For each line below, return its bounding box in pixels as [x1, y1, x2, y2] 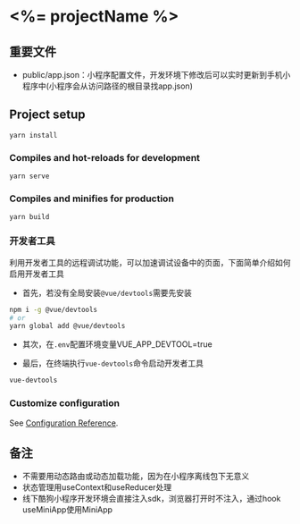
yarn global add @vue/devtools [9, 322, 126, 331]
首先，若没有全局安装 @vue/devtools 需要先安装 [21, 287, 192, 298]
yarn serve [9, 172, 50, 181]
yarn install [9, 131, 58, 139]
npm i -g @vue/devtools [9, 305, 98, 314]
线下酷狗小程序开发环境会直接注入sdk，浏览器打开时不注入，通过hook [21, 494, 281, 504]
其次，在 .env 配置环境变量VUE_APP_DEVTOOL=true [21, 339, 212, 350]
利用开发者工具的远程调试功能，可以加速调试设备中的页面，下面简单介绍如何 [9, 257, 291, 267]
